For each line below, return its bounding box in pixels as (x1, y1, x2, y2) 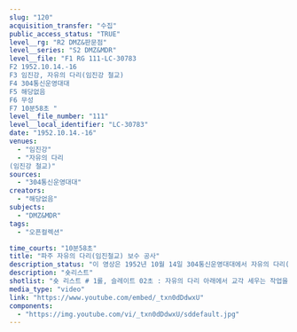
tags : (9, 219, 29, 228)
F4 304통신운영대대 (9, 79, 70, 88)
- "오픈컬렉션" (17, 227, 64, 236)
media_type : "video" (9, 285, 86, 294)
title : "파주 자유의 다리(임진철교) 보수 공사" (9, 252, 160, 261)
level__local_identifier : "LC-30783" (9, 121, 149, 130)
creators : (9, 186, 46, 195)
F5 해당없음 (9, 87, 46, 96)
